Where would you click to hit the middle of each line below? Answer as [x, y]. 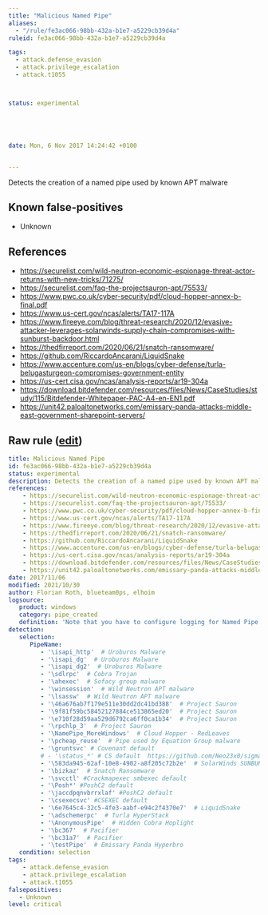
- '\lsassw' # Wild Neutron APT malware [110, 696]
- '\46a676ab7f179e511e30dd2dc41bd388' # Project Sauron [139, 704]
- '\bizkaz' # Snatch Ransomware [98, 771]
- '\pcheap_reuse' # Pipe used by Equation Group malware [140, 741]
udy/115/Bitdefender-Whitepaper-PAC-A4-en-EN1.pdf [107, 398]
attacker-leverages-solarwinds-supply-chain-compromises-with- [127, 330]
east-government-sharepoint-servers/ [83, 416]
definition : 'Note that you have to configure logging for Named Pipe [139, 623]
